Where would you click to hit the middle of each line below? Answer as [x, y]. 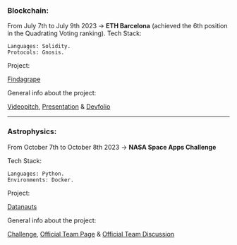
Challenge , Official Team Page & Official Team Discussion [91, 234]
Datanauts [22, 206]
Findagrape [24, 79]
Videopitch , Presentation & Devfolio [59, 107]
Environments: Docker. [41, 180]
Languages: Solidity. [39, 47]
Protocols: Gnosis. [36, 53]
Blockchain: [28, 11]
